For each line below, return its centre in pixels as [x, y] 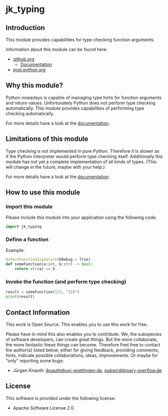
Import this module [29, 206]
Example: [15, 250]
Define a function [27, 240]
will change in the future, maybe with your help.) [55, 167]
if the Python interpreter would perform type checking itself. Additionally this [84, 156]
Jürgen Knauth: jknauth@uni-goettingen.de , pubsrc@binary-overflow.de [87, 370]
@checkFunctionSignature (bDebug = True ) [48, 260]
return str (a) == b [35, 269]
